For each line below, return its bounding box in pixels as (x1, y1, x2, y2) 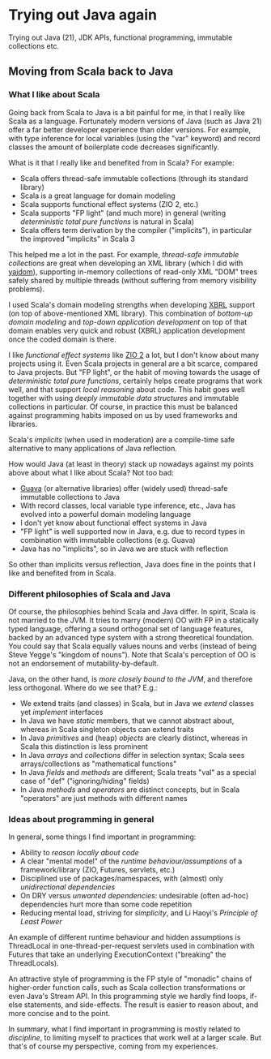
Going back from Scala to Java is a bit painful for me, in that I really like (8, 107, 245, 117)
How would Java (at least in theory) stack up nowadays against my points (8, 458, 254, 468)
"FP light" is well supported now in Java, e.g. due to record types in (19, 526, 245, 536)
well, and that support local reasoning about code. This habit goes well (8, 384, 245, 394)
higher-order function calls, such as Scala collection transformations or (8, 983, 246, 992)
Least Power (19, 917, 62, 927)
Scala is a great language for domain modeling (19, 191, 176, 200)
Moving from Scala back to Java (8, 65, 174, 79)
